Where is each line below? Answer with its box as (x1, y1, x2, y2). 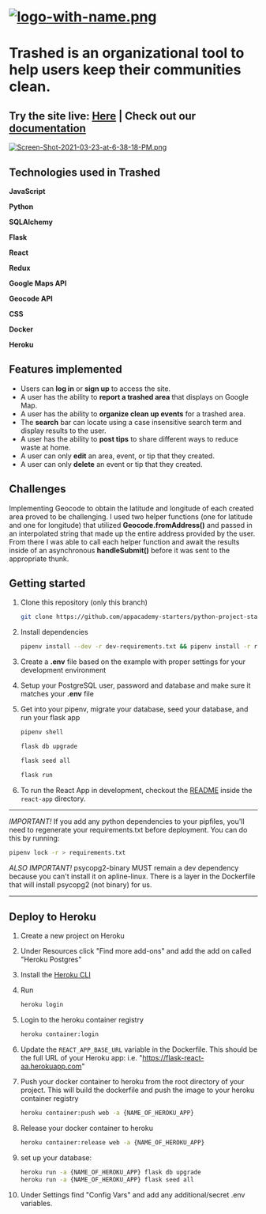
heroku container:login (20, 1030, 99, 1038)
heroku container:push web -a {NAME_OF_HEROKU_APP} (20, 1109, 194, 1117)
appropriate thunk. (9, 554, 69, 563)
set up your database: (20, 1152, 92, 1163)
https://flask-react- (142, 1053, 204, 1063)
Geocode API (9, 294, 54, 303)
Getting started (9, 577, 86, 590)
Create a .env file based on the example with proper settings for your (20, 657, 246, 666)
